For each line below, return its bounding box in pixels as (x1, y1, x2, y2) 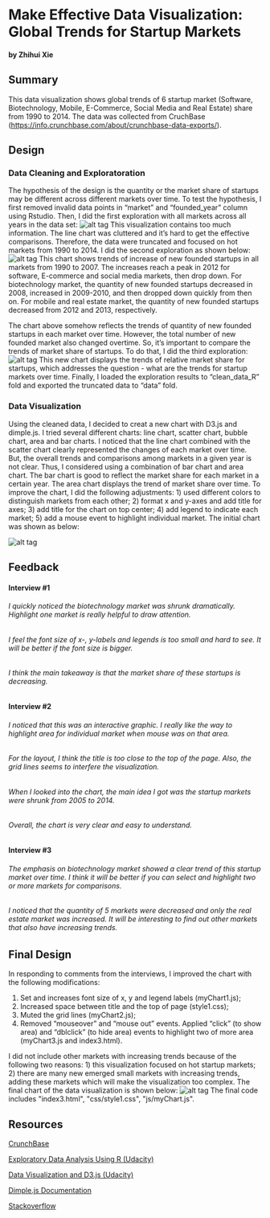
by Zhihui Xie (8, 50, 54, 59)
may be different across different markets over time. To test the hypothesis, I (8, 195, 262, 204)
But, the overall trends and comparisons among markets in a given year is (8, 453, 252, 463)
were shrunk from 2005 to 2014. (8, 795, 115, 805)
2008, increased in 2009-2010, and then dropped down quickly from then (8, 288, 252, 298)
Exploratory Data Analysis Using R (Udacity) (8, 1154, 154, 1164)
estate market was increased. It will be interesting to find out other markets (8, 914, 258, 924)
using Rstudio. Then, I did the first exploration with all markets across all (8, 211, 247, 221)
